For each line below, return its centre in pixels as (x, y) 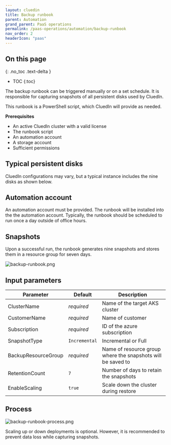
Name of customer (124, 318)
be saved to (116, 361)
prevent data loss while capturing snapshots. (52, 437)
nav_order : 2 (19, 34)
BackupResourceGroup (36, 355)
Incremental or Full (124, 341)
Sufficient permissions (36, 148)
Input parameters (34, 280)
